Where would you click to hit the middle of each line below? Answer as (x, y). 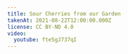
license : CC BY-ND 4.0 (40, 27)
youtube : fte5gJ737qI (45, 40)
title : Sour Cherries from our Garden (64, 14)
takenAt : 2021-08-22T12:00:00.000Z (59, 20)
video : (17, 33)
